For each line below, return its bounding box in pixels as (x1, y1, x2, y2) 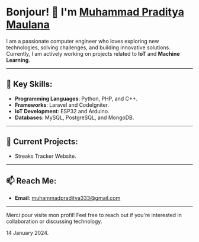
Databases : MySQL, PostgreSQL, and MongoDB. (14, 114, 134, 121)
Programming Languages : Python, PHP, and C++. (14, 95, 138, 102)
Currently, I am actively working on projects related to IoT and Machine (6, 50, 180, 57)
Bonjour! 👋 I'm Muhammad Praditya (6, 5, 185, 19)
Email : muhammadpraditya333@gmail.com (14, 195, 121, 202)
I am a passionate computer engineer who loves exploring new (6, 37, 159, 44)
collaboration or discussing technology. (6, 218, 102, 225)
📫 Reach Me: (6, 176, 57, 186)
